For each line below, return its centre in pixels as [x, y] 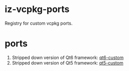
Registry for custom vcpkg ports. [39, 23]
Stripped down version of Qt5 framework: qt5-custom [68, 63]
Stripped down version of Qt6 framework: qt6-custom [68, 57]
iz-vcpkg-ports [37, 9]
